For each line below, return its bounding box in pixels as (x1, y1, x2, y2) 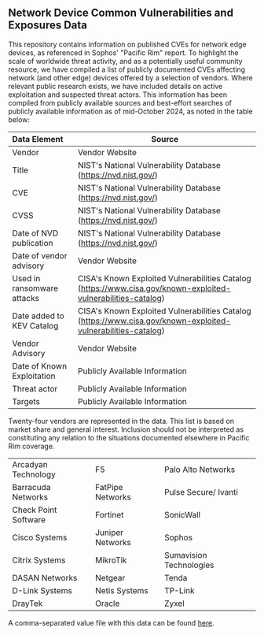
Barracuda (12, 481, 51, 492)
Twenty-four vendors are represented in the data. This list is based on (8, 416, 234, 425)
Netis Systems (95, 585, 149, 596)
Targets (12, 395, 41, 407)
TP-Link (163, 585, 195, 596)
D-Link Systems (12, 585, 72, 596)
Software (12, 514, 46, 525)
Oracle (95, 598, 120, 609)
